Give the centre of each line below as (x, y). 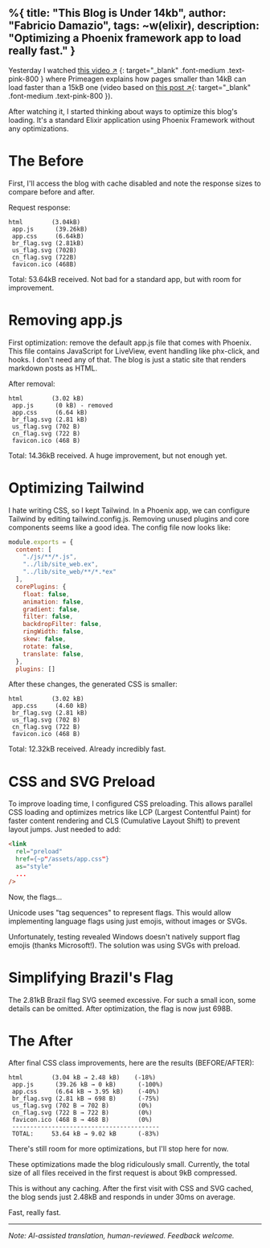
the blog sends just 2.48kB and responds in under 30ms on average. (122, 1197)
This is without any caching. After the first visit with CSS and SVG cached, (131, 1189)
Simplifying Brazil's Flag (91, 978)
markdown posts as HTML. (53, 368)
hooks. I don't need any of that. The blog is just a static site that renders (127, 359)
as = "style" (34, 866)
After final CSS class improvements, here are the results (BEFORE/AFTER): (131, 1063)
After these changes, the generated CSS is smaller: (93, 684)
